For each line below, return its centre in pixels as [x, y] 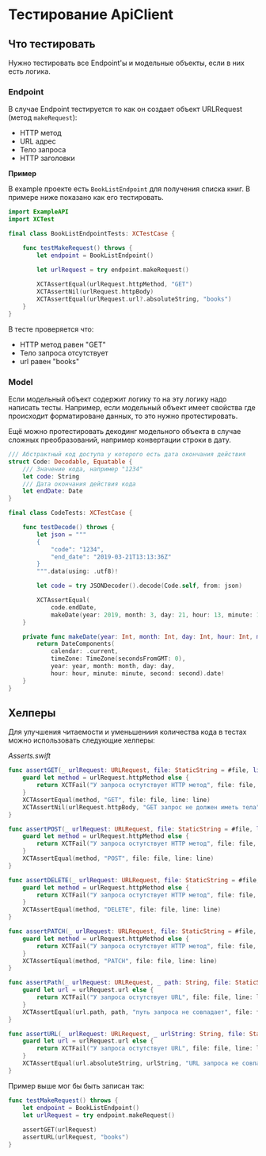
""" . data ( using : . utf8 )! [78, 572]
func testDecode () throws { [68, 528]
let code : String [51, 476]
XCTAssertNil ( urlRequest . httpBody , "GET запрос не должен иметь [131, 807]
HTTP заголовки [47, 158]
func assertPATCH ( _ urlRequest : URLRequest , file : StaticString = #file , [133, 931]
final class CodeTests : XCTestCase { [70, 513]
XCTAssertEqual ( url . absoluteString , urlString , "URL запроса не [131, 1064]
